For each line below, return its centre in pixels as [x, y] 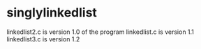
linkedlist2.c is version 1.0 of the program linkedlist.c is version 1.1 [100, 32]
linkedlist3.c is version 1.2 [43, 39]
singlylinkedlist [52, 13]
